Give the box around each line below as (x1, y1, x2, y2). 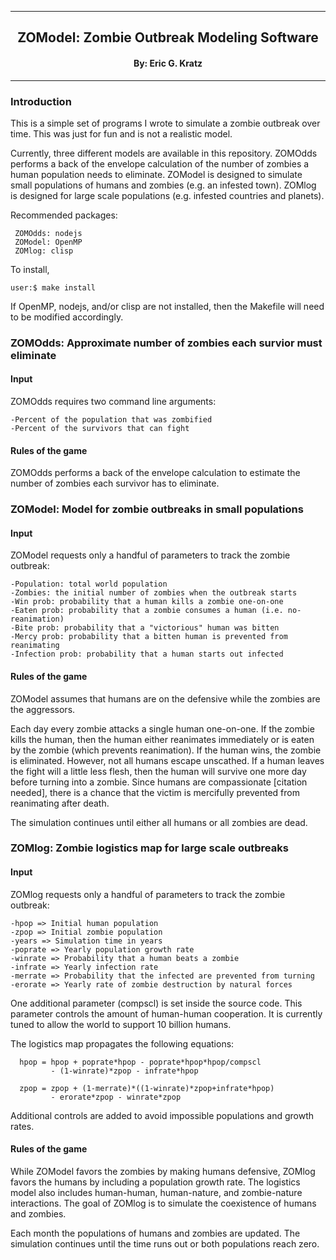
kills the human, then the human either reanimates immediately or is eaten (10, 733, 315, 745)
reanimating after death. (10, 797, 110, 809)
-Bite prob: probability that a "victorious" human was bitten (10, 623, 280, 633)
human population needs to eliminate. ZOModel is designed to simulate (10, 168, 303, 180)
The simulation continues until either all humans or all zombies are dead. (10, 816, 308, 828)
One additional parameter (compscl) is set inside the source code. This (10, 997, 303, 1009)
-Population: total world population (10, 579, 168, 590)
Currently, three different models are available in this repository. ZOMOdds (10, 147, 318, 159)
